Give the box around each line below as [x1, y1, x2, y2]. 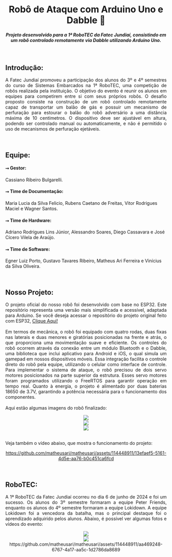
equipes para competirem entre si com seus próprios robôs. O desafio [5, 93, 167, 99]
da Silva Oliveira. [5, 263, 41, 269]
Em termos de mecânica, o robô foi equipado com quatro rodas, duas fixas [5, 329, 167, 335]
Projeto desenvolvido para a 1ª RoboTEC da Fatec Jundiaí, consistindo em [6, 32, 166, 38]
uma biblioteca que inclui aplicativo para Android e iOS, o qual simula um [5, 351, 167, 357]
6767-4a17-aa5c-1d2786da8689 [52, 547, 120, 553]
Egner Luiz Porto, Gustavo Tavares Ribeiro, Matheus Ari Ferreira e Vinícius [5, 258, 162, 264]
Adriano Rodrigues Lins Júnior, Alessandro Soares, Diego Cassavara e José [5, 229, 165, 235]
